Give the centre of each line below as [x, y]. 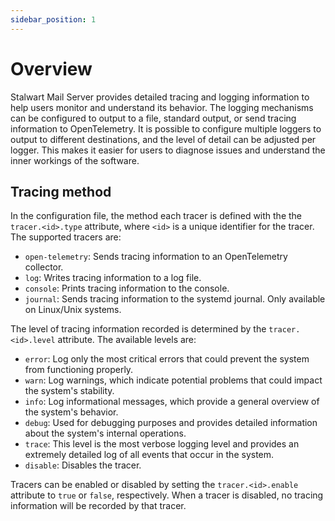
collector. [44, 267]
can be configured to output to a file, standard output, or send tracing [153, 118]
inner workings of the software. [75, 160]
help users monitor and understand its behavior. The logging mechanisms [162, 107]
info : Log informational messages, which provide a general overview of [172, 402]
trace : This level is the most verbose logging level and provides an [162, 444]
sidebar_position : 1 [53, 19]
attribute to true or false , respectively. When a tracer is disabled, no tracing [167, 495]
